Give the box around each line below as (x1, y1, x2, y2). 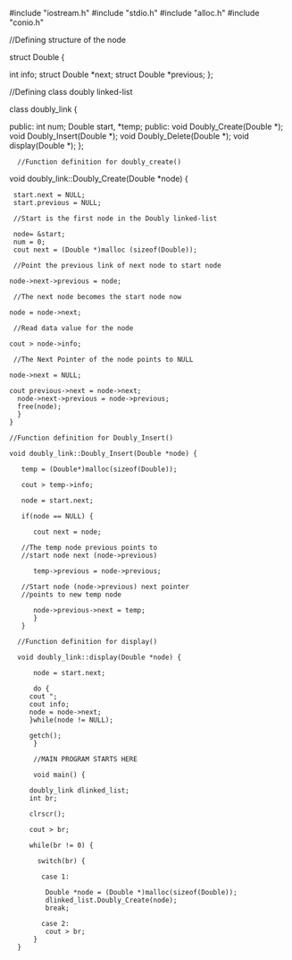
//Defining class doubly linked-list (9, 87, 133, 97)
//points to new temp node (21, 590, 122, 599)
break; (45, 904, 70, 913)
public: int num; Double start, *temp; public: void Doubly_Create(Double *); (9, 121, 284, 132)
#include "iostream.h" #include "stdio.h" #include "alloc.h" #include (9, 8, 260, 18)
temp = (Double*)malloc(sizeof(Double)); (21, 465, 178, 474)
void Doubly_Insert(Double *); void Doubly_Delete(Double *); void (9, 131, 250, 141)
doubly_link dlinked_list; (29, 786, 129, 795)
